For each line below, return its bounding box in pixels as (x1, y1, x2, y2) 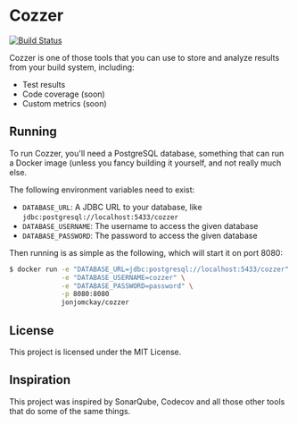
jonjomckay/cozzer (61, 298, 129, 307)
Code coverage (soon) (21, 89, 105, 99)
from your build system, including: (9, 62, 136, 72)
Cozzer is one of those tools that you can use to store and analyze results (9, 52, 280, 63)
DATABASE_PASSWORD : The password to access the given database (21, 230, 258, 241)
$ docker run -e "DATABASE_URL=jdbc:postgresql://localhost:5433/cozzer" (9, 265, 290, 274)
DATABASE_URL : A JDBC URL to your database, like (21, 201, 202, 212)
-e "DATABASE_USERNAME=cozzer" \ (61, 273, 186, 282)
